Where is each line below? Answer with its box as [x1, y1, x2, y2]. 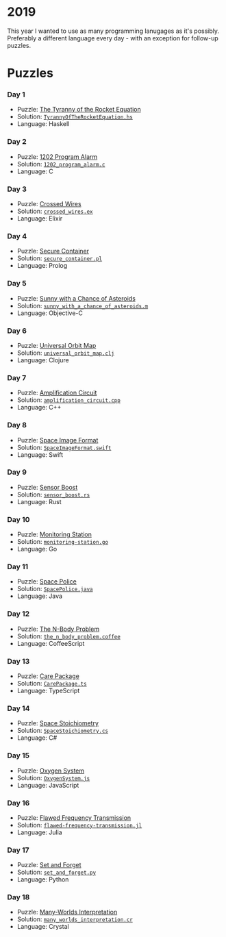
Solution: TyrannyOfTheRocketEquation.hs [16, 112, 134, 121]
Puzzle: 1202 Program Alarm [16, 152, 98, 161]
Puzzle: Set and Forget [16, 861, 81, 869]
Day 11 [7, 562, 29, 572]
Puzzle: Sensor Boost [16, 483, 78, 491]
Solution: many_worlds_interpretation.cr [16, 915, 134, 923]
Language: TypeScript [16, 686, 80, 695]
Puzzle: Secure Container [16, 247, 90, 255]
